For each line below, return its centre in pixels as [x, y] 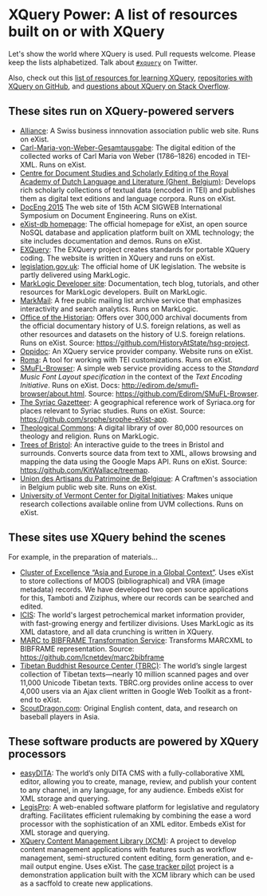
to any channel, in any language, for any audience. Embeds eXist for [132, 790]
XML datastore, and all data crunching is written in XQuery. [116, 632]
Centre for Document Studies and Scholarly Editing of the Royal [124, 172]
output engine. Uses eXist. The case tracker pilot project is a [135, 866]
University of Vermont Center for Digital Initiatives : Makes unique [126, 495]
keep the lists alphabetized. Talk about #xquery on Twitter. [103, 62]
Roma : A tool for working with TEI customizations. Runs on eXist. [126, 359]
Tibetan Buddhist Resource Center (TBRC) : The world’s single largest [133, 665]
